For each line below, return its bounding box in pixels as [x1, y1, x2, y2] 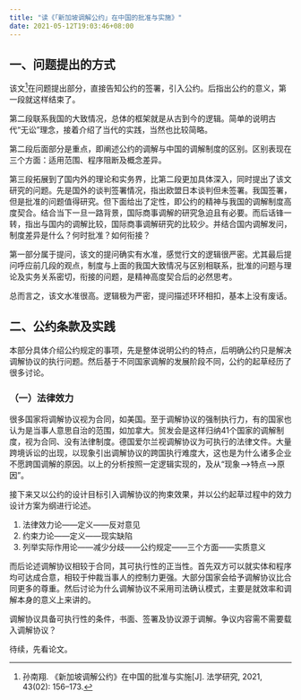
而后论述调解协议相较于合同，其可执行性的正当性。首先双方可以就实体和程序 [9, 561, 292, 572]
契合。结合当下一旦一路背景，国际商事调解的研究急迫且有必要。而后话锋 [16, 207, 284, 218]
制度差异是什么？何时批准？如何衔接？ [9, 230, 150, 241]
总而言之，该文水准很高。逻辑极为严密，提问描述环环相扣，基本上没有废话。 [9, 290, 292, 301]
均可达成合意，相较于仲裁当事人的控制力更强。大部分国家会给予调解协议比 [9, 572, 284, 583]
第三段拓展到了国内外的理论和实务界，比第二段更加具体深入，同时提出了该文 [9, 173, 292, 184]
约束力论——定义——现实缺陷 [21, 530, 133, 541]
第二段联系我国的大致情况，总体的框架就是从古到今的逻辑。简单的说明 [9, 113, 269, 124]
